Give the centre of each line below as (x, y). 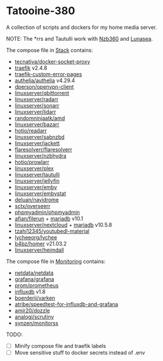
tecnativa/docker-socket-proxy (52, 61)
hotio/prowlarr (32, 162)
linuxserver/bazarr (37, 124)
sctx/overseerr (33, 206)
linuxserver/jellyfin (37, 181)
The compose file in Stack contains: (49, 50)
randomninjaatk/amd (40, 118)
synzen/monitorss (36, 323)
